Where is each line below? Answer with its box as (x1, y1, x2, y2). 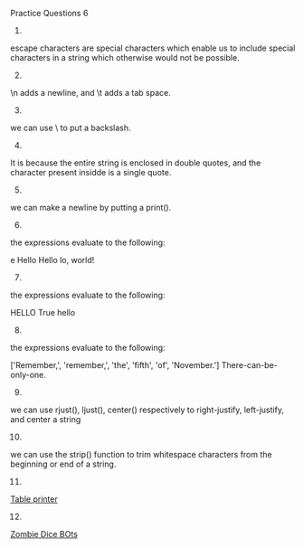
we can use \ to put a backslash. (10, 122, 131, 133)
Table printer (10, 494, 58, 505)
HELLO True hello (10, 307, 76, 317)
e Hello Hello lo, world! (10, 255, 95, 265)
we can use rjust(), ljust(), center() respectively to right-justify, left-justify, (10, 404, 284, 415)
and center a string (10, 414, 81, 424)
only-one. (10, 370, 46, 380)
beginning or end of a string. (10, 458, 117, 469)
